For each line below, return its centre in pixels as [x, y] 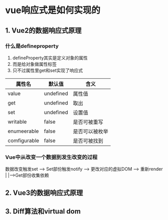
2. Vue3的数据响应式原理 [44, 193]
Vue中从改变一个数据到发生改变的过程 [51, 157]
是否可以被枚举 [91, 131]
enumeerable [23, 131]
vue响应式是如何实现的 [53, 10]
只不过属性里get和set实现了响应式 [48, 70]
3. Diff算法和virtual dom [43, 211]
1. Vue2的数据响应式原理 [43, 30]
